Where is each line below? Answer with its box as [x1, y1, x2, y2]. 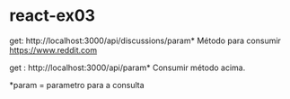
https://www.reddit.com [9, 44, 97, 55]
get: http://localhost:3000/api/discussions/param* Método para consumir [9, 35, 281, 46]
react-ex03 [9, 5, 96, 26]
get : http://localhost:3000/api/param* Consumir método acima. [9, 62, 246, 73]
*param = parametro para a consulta [9, 79, 145, 90]
